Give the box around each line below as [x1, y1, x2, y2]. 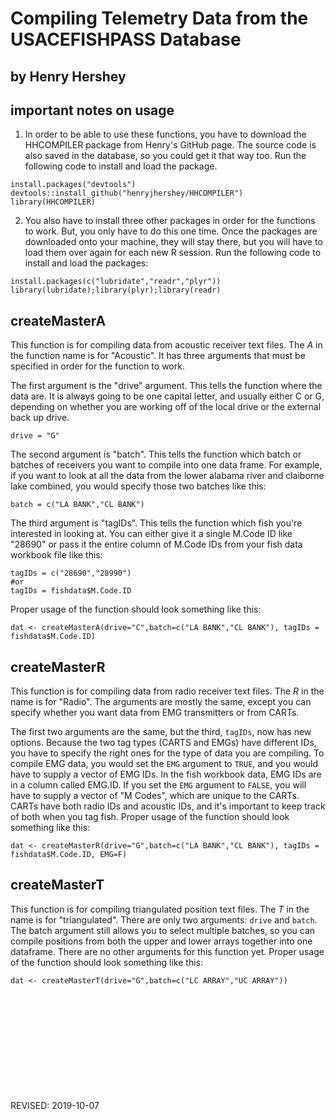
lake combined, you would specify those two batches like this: [10, 480, 267, 492]
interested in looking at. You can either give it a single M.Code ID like [10, 528, 293, 540]
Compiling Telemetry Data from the [10, 7, 309, 30]
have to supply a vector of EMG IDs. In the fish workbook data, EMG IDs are [10, 768, 322, 781]
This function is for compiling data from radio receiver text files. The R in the [10, 685, 325, 697]
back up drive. [10, 412, 70, 424]
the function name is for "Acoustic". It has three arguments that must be [10, 350, 306, 362]
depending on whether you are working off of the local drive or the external [10, 401, 322, 413]
